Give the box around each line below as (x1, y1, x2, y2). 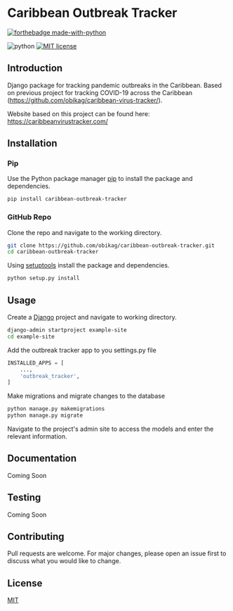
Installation (7, 137, 58, 149)
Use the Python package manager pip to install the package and (7, 175, 193, 183)
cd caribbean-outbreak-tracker (7, 248, 99, 256)
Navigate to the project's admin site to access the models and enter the (7, 424, 214, 434)
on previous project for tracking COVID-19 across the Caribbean (7, 88, 193, 96)
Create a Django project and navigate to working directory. (7, 313, 177, 322)
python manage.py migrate (7, 412, 83, 420)
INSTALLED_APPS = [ (7, 359, 65, 367)
